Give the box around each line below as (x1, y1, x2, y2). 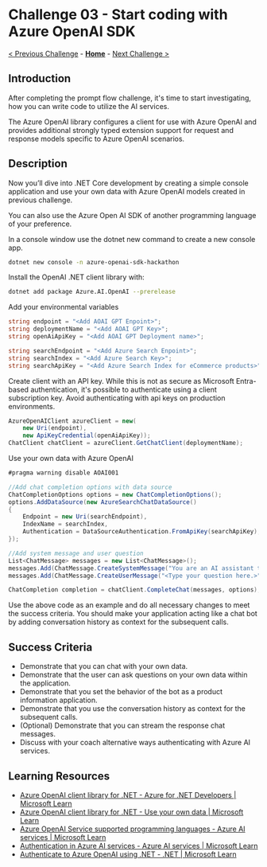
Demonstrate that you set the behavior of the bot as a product (19, 687, 223, 697)
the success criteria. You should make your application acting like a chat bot (8, 609, 258, 619)
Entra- (235, 376, 257, 385)
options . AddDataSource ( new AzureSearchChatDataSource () (8, 498, 197, 506)
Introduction (8, 72, 72, 85)
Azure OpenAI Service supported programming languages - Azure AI (19, 824, 246, 834)
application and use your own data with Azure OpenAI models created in (8, 186, 246, 196)
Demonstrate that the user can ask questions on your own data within (19, 670, 248, 680)
